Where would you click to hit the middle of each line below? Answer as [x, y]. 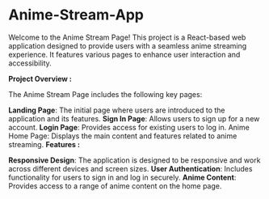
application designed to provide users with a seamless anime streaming [128, 45]
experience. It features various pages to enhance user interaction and [124, 54]
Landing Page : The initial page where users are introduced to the [117, 110]
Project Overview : [40, 78]
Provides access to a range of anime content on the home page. [115, 186]
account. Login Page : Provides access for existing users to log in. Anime [129, 127]
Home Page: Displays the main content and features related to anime [123, 136]
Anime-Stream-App [76, 15]
